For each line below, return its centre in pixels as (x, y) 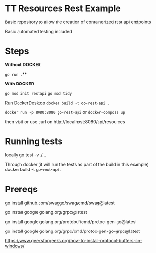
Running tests (34, 141)
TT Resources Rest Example (63, 9)
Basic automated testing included (39, 31)
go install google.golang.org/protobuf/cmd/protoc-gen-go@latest (71, 221)
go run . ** (16, 74)
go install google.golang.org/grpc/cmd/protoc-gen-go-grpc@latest (73, 231)
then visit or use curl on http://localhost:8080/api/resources (65, 121)
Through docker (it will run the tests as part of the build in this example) (77, 164)
